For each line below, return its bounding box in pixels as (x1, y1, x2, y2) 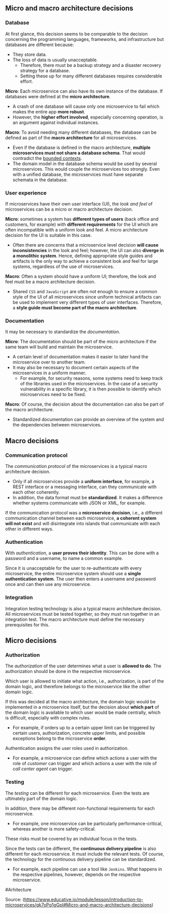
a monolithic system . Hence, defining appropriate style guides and (12, 253, 153, 259)
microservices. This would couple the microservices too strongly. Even (12, 166, 160, 172)
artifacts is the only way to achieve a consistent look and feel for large (12, 258, 158, 264)
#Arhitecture (5, 886, 32, 893)
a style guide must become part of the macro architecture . (12, 304, 138, 310)
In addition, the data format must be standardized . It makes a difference (12, 494, 163, 500)
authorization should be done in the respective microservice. (5, 668, 132, 674)
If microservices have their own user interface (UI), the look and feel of (5, 201, 153, 207)
